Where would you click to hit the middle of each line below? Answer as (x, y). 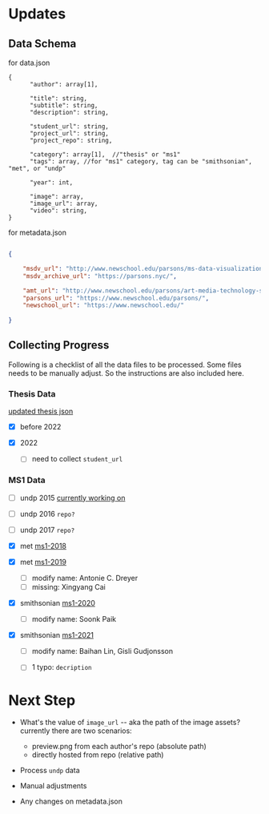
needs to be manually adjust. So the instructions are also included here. (126, 373)
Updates (37, 14)
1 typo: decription (62, 667)
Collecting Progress (59, 345)
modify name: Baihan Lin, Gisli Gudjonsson (102, 651)
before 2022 (40, 427)
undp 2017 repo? (47, 530)
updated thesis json (41, 411)
